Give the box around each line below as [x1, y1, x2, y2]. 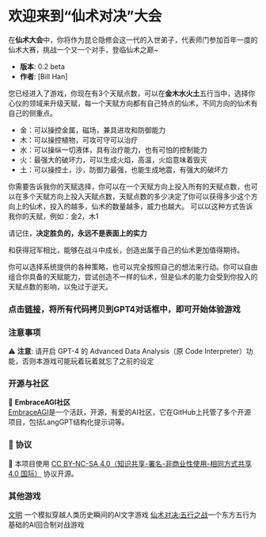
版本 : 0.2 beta [19, 61, 65, 71]
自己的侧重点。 [8, 108, 57, 117]
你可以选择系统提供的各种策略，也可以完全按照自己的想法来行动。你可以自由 [8, 262, 258, 271]
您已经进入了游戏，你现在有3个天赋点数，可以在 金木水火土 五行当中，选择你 [8, 88, 256, 98]
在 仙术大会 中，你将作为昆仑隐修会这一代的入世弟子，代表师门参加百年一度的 [8, 35, 258, 44]
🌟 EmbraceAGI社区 [8, 397, 71, 407]
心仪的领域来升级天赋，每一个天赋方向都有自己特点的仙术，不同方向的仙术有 [8, 98, 258, 108]
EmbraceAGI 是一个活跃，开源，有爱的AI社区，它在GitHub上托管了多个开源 [8, 408, 252, 417]
